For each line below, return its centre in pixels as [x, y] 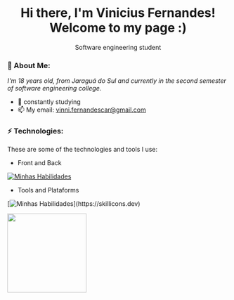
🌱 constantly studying [49, 102]
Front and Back [39, 162]
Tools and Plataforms [48, 190]
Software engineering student [118, 47]
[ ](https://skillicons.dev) [74, 203]
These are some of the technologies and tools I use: [83, 149]
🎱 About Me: [29, 65]
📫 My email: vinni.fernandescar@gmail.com [82, 110]
